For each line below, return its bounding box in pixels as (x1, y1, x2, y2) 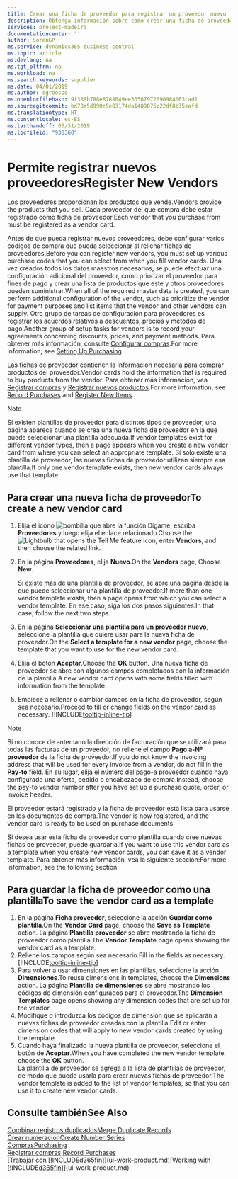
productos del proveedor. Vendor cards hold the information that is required (7, 368, 227, 377)
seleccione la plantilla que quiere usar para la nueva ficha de (17, 630, 195, 639)
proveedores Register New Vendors (7, 174, 219, 190)
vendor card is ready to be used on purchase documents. (7, 819, 175, 828)
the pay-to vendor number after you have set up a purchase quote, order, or (7, 783, 229, 792)
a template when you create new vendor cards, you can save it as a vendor (7, 848, 227, 857)
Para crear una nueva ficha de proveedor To (7, 491, 202, 503)
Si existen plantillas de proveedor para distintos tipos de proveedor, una (7, 418, 217, 427)
